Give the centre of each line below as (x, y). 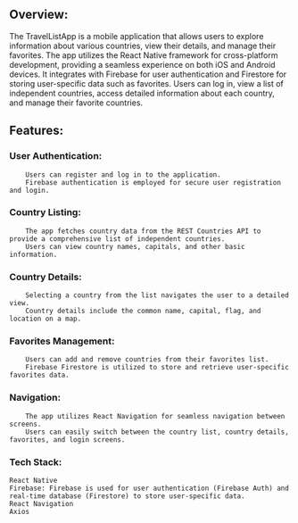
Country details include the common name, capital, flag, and (143, 311)
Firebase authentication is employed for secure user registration (153, 182)
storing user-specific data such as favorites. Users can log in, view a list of (146, 83)
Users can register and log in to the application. (123, 174)
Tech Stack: (36, 461)
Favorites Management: (62, 341)
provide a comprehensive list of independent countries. (117, 239)
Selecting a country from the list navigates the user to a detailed (157, 295)
